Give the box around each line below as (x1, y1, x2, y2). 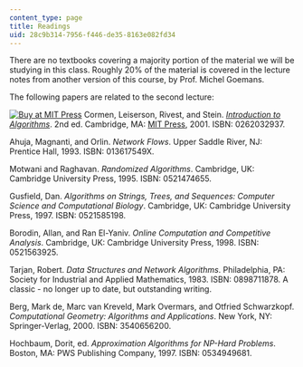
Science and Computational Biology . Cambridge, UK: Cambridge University (9, 200, 291, 211)
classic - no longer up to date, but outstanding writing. (9, 284, 213, 295)
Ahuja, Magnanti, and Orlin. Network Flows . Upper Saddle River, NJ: (9, 137, 263, 148)
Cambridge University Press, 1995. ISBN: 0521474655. (9, 173, 213, 184)
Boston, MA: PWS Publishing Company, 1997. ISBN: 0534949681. (9, 348, 252, 359)
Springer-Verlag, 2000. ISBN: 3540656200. (9, 321, 172, 332)
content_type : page (9, 13, 83, 23)
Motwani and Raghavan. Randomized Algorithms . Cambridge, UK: (9, 164, 255, 175)
